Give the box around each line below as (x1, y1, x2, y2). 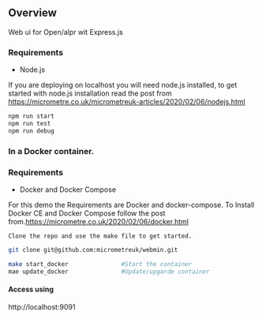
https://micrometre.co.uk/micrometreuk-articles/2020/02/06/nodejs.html (8, 97, 246, 107)
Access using (8, 284, 54, 295)
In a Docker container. (8, 145, 95, 156)
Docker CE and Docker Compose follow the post (8, 208, 166, 218)
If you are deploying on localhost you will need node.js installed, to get (8, 81, 238, 90)
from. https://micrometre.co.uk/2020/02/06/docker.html (8, 216, 189, 226)
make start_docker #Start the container (8, 260, 193, 268)
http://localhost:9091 (8, 302, 76, 311)
